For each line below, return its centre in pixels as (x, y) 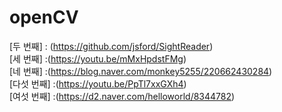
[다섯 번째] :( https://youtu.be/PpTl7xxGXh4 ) (98, 83)
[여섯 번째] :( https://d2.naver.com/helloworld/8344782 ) (122, 96)
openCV (44, 17)
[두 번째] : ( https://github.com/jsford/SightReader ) (111, 46)
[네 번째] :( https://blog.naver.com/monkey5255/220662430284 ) (141, 71)
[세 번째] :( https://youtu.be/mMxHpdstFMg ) (98, 58)
